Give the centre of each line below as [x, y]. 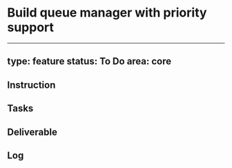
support [30, 27]
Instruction [31, 85]
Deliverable [32, 132]
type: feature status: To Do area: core [89, 61]
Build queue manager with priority [107, 13]
